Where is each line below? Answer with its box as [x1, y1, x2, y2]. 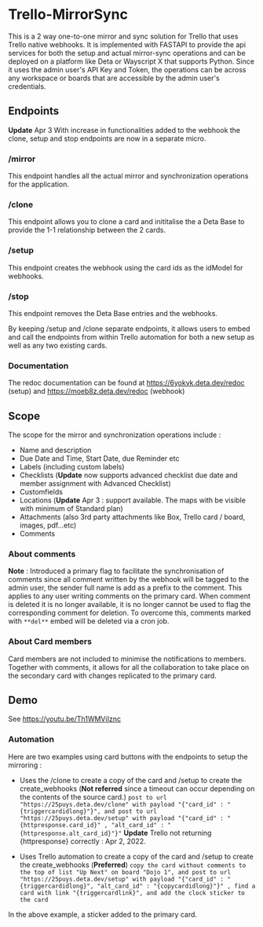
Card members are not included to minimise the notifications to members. [8, 654, 247, 664]
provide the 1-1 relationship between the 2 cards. [8, 226, 166, 235]
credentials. [8, 81, 46, 91]
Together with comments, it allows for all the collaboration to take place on [8, 662, 250, 671]
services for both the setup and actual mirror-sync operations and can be [8, 48, 246, 57]
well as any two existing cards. [8, 340, 108, 350]
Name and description [19, 446, 92, 455]
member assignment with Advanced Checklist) [19, 479, 171, 488]
